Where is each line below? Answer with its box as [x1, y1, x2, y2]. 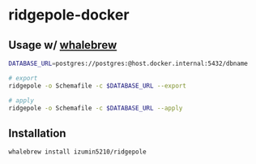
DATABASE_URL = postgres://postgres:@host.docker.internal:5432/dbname [8, 59, 249, 67]
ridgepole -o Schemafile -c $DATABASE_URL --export [8, 81, 186, 90]
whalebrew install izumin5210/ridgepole [8, 148, 147, 156]
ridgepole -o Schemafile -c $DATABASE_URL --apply [8, 104, 183, 112]
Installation [8, 126, 66, 140]
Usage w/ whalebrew [8, 38, 117, 52]
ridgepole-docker [8, 6, 130, 24]
